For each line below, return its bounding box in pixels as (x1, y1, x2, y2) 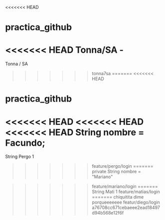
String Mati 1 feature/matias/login (92, 189, 161, 195)
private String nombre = (92, 169, 141, 175)
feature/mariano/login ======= (92, 184, 158, 190)
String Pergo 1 (5, 154, 34, 160)
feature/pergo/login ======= (92, 163, 154, 169)
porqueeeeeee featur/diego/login (92, 199, 161, 206)
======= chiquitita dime (92, 194, 144, 200)
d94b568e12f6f (92, 210, 124, 216)
